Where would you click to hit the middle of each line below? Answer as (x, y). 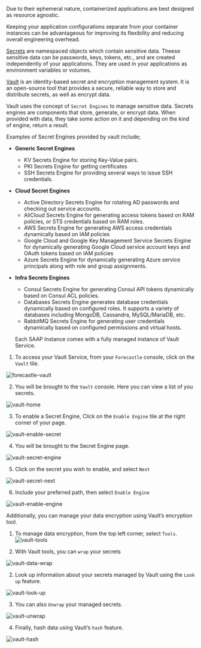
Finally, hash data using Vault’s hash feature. (69, 628)
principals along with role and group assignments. (85, 266)
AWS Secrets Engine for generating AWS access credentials (98, 228)
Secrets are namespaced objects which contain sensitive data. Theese (93, 51)
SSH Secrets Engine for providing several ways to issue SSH (98, 173)
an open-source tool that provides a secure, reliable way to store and (91, 88)
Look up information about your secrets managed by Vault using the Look (105, 575)
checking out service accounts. (63, 209)
